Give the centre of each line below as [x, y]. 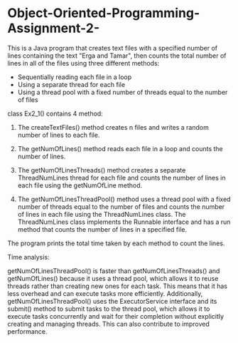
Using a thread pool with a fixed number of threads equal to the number [123, 92]
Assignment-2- [54, 28]
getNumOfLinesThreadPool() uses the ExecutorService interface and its [112, 301]
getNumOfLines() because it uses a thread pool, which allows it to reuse [113, 278]
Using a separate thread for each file [71, 84]
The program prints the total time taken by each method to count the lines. [116, 243]
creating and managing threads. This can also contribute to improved [108, 324]
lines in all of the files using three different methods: [83, 63]
